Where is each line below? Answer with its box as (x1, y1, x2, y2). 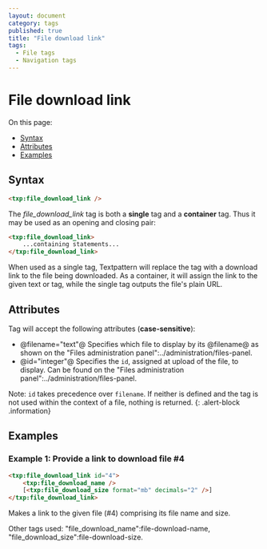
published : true (8, 26, 62, 34)
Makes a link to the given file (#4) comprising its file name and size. (8, 508, 231, 518)
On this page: (8, 117, 53, 127)
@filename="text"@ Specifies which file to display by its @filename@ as (19, 339, 259, 349)
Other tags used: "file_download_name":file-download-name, (8, 524, 210, 534)
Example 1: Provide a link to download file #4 (8, 454, 185, 465)
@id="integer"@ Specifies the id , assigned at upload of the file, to (19, 356, 239, 365)
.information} (8, 406, 52, 415)
